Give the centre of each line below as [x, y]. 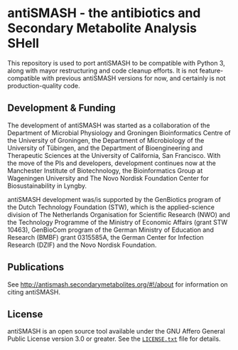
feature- [211, 70]
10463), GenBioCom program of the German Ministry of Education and [111, 230]
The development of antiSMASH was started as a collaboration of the [109, 125]
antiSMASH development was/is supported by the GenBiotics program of [114, 199]
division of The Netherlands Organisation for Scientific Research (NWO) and [119, 214]
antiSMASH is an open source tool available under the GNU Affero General [116, 332]
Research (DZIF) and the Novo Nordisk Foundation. [82, 245]
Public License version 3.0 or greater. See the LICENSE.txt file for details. [114, 339]
